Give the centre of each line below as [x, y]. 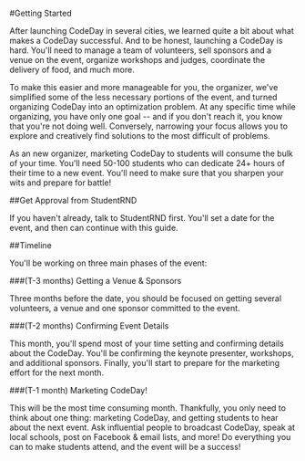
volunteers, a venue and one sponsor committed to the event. [125, 308]
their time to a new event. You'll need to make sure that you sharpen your [147, 173]
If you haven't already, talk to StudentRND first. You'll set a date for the [142, 218]
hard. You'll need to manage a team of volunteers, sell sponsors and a [140, 50]
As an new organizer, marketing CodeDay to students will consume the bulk [152, 153]
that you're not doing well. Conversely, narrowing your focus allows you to [149, 126]
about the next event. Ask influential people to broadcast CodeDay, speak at [152, 427]
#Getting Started [41, 13]
